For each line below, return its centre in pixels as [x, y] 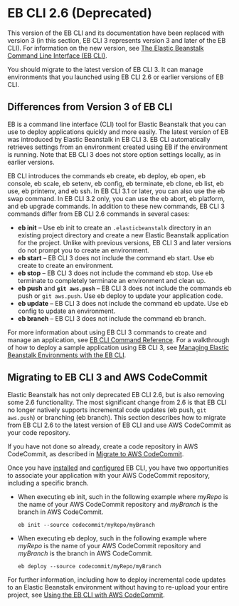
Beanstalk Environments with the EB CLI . [67, 355]
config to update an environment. [67, 311]
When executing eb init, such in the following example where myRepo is [123, 496]
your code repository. [39, 432]
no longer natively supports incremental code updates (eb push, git [107, 410]
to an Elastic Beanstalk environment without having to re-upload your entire [118, 587]
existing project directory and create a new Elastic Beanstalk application [123, 235]
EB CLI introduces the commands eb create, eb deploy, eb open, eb [107, 175]
